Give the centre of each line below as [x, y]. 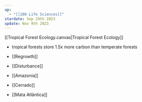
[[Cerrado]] [23, 85]
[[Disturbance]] [27, 66]
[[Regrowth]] [25, 57]
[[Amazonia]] [25, 76]
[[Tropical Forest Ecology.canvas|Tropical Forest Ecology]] [64, 37]
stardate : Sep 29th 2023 [30, 19]
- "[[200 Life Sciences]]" [37, 14]
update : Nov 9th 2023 [27, 23]
